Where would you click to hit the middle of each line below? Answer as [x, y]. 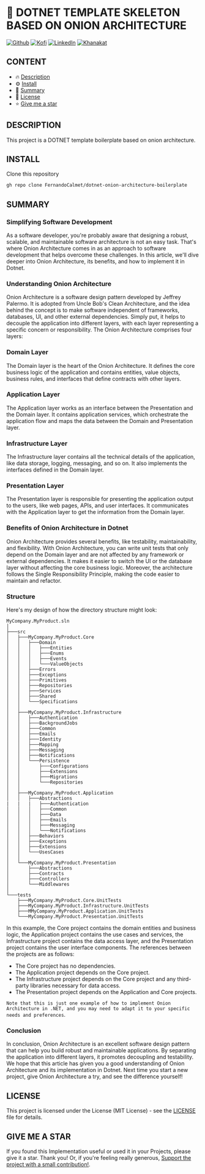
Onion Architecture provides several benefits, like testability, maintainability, [102, 541]
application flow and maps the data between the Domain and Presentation [100, 421]
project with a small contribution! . [48, 1164]
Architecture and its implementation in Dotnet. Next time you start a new [97, 1070]
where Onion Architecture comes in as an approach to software [86, 248]
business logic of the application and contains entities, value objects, [93, 372]
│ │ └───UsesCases [35, 852]
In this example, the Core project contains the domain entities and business [101, 928]
